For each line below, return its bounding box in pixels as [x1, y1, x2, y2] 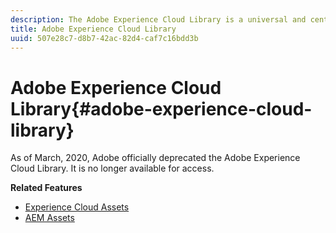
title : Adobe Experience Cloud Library [10, 24, 177, 34]
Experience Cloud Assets [24, 201, 130, 213]
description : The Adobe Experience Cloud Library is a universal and [10, 14, 307, 25]
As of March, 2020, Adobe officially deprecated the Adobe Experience [10, 152, 301, 164]
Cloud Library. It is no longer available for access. [10, 162, 215, 175]
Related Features [10, 182, 83, 194]
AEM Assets [24, 212, 75, 224]
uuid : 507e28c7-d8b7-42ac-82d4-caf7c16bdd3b [10, 33, 199, 43]
